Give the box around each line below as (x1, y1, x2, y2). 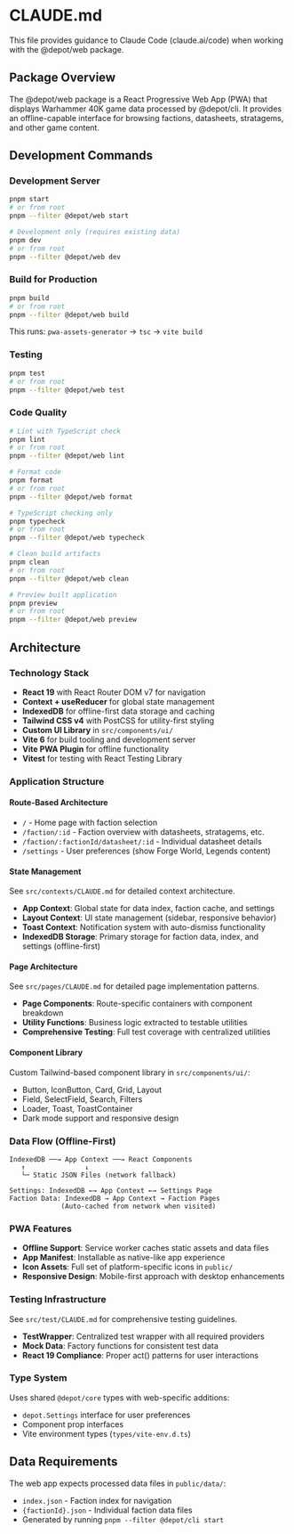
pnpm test (9, 369, 46, 378)
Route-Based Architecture (9, 797, 108, 808)
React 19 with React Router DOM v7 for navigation (21, 687, 206, 698)
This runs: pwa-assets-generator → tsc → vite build (9, 326, 203, 337)
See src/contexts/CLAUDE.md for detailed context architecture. (9, 885, 235, 896)
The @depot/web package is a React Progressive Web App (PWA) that (9, 94, 268, 104)
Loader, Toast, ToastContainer (21, 1103, 133, 1114)
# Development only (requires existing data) (9, 228, 180, 237)
